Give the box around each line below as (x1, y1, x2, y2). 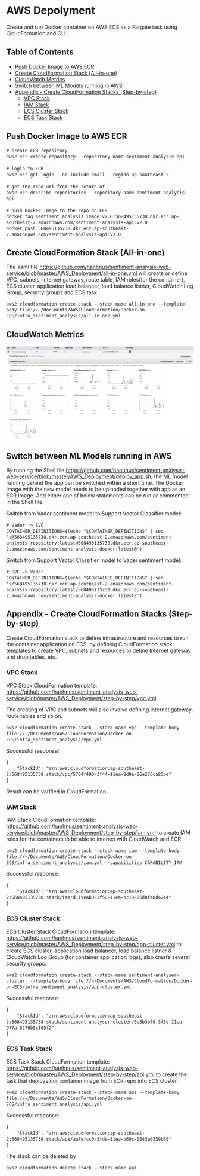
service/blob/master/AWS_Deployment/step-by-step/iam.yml (6, 829, 156, 836)
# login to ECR (6, 166, 44, 172)
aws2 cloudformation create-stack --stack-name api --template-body (6, 1089, 180, 1096)
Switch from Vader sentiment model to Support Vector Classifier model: (6, 510, 182, 517)
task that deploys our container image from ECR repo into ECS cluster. (6, 1077, 179, 1085)
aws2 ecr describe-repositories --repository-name (6, 190, 135, 196)
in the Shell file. (6, 499, 44, 506)
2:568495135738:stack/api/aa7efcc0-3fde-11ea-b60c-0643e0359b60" (6, 1137, 171, 1143)
